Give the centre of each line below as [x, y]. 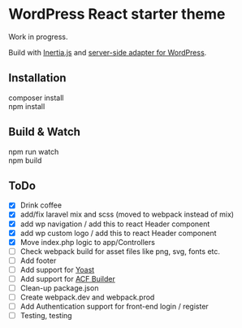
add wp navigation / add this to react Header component [115, 224]
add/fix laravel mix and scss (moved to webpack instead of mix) [127, 214]
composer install [36, 98]
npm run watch [34, 151]
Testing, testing [46, 316]
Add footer [38, 260]
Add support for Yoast [57, 269]
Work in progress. [38, 37]
